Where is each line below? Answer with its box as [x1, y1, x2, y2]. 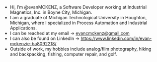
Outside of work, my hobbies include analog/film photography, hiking [9, 46, 152, 52]
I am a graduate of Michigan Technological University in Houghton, [9, 15, 147, 20]
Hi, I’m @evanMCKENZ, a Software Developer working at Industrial [9, 4, 147, 10]
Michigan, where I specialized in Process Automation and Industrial [9, 20, 148, 26]
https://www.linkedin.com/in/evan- [80, 35, 152, 41]
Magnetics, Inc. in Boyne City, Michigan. [9, 9, 92, 15]
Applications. [9, 25, 37, 31]
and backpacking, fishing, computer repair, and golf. [9, 51, 117, 57]
